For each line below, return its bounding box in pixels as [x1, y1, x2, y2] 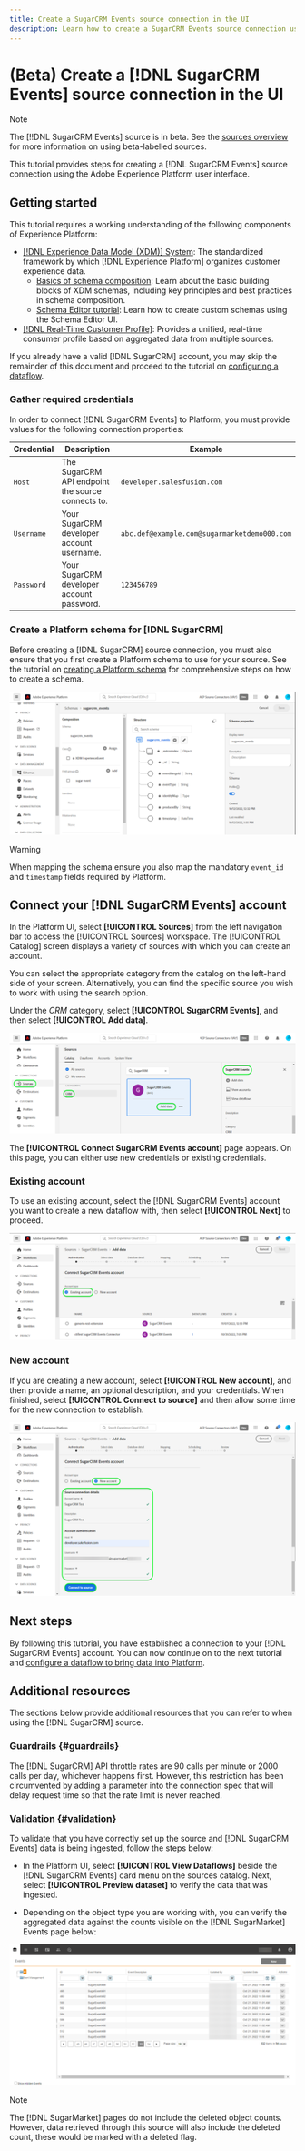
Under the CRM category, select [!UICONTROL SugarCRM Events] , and [9, 1005, 279, 1016]
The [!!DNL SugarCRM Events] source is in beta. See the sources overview [9, 132, 289, 143]
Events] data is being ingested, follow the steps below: [9, 1843, 213, 1853]
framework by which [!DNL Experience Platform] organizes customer [22, 256, 281, 268]
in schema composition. [35, 295, 126, 306]
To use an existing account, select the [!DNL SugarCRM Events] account [9, 1196, 280, 1207]
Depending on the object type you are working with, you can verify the [22, 1907, 288, 1918]
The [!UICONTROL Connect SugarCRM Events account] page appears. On [9, 1143, 292, 1154]
